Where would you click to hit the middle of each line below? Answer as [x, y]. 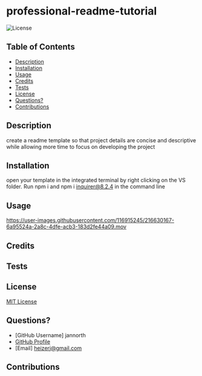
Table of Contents [41, 47]
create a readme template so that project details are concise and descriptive [101, 140]
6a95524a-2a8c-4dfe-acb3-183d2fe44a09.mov [67, 227]
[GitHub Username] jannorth [50, 335]
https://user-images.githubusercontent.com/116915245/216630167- [90, 220]
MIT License [22, 302]
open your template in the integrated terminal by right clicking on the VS [96, 180]
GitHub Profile [32, 341]
